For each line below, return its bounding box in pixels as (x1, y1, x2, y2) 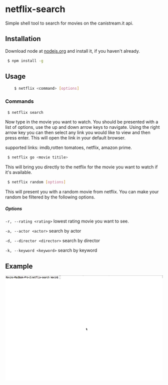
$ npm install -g (7, 58, 43, 63)
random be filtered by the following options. (5, 194, 95, 200)
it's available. (5, 169, 32, 175)
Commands (5, 98, 34, 105)
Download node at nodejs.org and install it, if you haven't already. (5, 48, 140, 54)
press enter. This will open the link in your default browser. (5, 135, 126, 141)
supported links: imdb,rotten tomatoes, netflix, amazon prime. (5, 144, 132, 151)
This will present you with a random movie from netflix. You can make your (5, 189, 159, 195)
